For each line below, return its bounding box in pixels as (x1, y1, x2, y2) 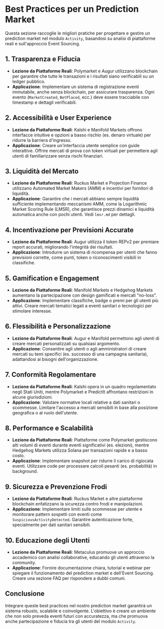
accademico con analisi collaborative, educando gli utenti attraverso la (12, 555, 155, 561)
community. (12, 560, 36, 566)
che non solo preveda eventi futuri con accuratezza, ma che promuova (5, 613, 148, 619)
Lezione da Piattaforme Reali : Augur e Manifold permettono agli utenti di (12, 335, 160, 341)
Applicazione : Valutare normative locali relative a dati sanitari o (12, 399, 141, 405)
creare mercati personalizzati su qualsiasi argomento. (12, 341, 120, 346)
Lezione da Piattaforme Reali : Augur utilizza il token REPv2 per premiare (12, 239, 159, 245)
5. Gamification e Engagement (5, 274, 99, 283)
